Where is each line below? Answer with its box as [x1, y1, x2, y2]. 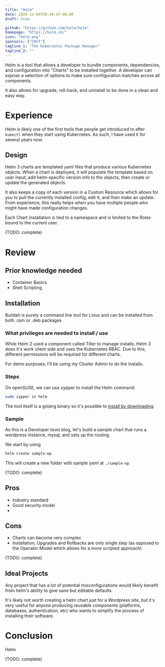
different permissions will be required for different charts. [5, 351, 122, 357]
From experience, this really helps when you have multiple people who [5, 200, 148, 206]
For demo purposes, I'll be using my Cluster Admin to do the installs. [5, 361, 144, 367]
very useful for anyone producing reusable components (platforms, [5, 602, 141, 608]
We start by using [5, 441, 41, 447]
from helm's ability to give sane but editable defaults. [5, 587, 113, 593]
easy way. [5, 92, 26, 98]
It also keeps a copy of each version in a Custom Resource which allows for [5, 189, 159, 195]
